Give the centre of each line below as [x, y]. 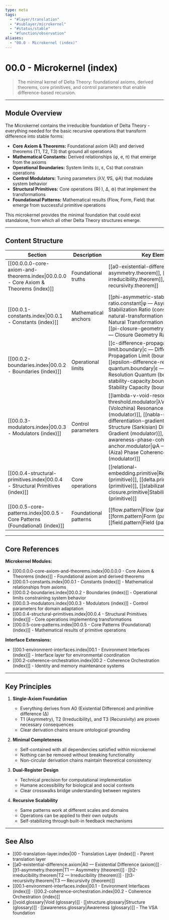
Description [88, 255]
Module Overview [34, 113]
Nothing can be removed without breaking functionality [77, 755]
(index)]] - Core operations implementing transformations [72, 619]
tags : [11, 15]
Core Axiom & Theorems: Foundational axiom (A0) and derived [78, 146]
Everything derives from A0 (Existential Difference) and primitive [87, 708]
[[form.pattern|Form [132, 516]
